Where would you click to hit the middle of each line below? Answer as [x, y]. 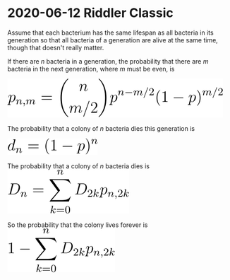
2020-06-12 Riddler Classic [91, 13]
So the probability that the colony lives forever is [78, 225]
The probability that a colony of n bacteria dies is [79, 166]
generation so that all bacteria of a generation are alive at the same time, [113, 40]
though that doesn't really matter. [56, 47]
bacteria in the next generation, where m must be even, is [91, 69]
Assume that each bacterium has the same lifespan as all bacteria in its [110, 33]
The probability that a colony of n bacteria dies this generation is [101, 128]
